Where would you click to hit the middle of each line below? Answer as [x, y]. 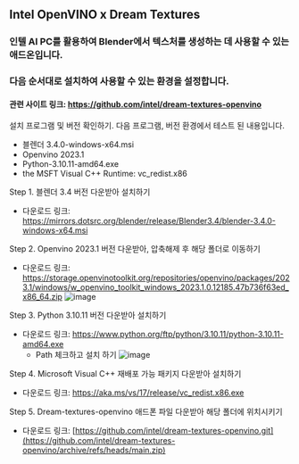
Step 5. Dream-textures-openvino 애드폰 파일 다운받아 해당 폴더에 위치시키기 [146, 412]
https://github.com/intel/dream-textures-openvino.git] [174, 431]
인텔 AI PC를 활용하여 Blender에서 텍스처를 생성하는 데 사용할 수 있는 [149, 42]
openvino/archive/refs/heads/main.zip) [94, 451]
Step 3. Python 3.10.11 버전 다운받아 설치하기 [88, 315]
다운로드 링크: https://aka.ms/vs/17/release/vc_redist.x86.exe [133, 393]
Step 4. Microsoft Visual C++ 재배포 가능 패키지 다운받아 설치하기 [125, 374]
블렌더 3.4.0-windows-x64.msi [78, 145]
